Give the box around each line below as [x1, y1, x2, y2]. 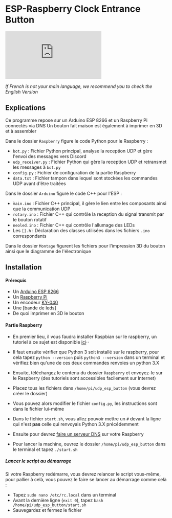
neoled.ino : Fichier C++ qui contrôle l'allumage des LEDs [12, 222, 135, 228]
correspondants [12, 233, 47, 239]
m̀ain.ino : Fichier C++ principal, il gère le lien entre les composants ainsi [12, 200, 166, 206]
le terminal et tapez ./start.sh [12, 446, 78, 453]
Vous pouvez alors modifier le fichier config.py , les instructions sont [12, 400, 158, 407]
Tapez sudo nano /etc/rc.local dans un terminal [12, 491, 117, 498]
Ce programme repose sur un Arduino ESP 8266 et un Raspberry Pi [5, 117, 147, 123]
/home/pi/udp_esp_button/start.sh [12, 502, 87, 508]
